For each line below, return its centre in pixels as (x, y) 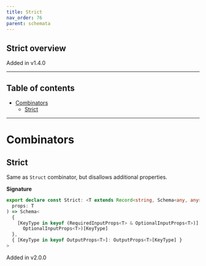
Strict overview (36, 48)
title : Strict (25, 12)
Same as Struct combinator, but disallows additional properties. (87, 177)
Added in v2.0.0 (27, 257)
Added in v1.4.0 (26, 63)
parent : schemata (29, 23)
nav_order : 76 (25, 18)
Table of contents (40, 88)
